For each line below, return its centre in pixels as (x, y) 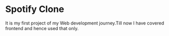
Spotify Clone (35, 9)
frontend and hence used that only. (42, 28)
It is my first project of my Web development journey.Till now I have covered (85, 23)
